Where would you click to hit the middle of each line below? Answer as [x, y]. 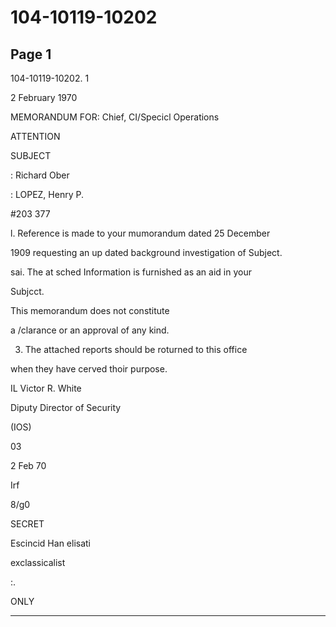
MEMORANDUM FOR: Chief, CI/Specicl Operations [115, 117]
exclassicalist [38, 562]
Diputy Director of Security [66, 407]
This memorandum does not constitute [90, 310]
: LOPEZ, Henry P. [47, 194]
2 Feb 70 [28, 465]
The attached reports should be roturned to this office [136, 349]
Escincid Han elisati [51, 543]
